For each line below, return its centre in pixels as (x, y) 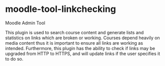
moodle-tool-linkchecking (61, 9)
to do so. (14, 59)
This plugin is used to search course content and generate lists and (74, 32)
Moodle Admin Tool (25, 23)
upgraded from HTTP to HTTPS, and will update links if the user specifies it (83, 54)
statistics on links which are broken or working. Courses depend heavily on (82, 38)
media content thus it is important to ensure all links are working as (74, 43)
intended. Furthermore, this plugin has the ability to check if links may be (80, 48)
